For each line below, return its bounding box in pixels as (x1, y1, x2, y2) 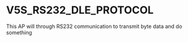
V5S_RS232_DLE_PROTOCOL (6, 3, 154, 17)
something (6, 29, 33, 36)
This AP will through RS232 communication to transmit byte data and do (6, 23, 183, 30)
